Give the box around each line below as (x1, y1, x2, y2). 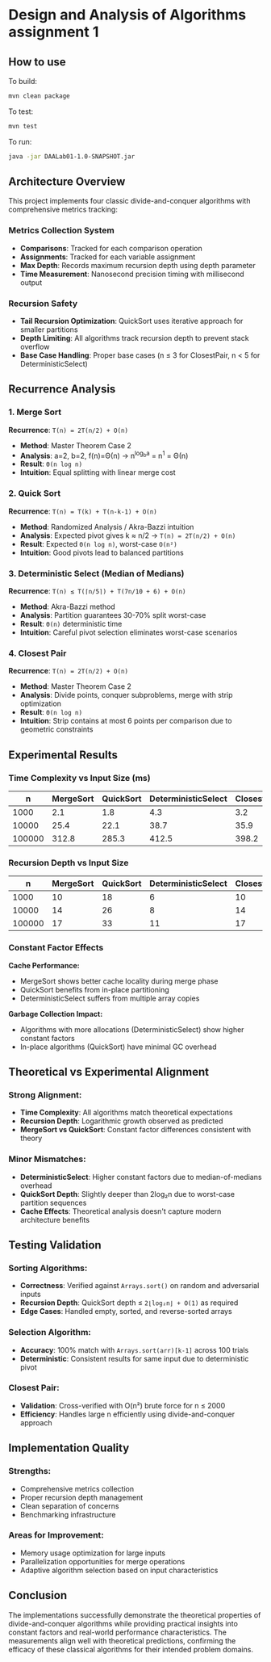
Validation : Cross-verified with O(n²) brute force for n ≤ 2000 (19, 1400, 226, 1410)
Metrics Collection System (8, 225, 115, 236)
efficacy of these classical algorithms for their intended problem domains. (8, 1644, 254, 1654)
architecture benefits (19, 1215, 90, 1224)
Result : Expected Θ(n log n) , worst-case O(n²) (19, 539, 177, 548)
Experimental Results (8, 748, 119, 762)
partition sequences (19, 1198, 87, 1207)
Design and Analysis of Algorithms (8, 6, 247, 24)
